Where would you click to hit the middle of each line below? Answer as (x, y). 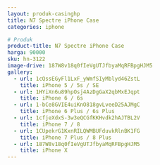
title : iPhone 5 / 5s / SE (60, 85)
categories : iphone (36, 27)
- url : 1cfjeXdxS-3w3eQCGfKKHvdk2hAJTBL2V (77, 118)
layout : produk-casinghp (44, 14)
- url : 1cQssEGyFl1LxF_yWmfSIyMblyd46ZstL (77, 79)
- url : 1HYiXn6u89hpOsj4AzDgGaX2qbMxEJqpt (77, 92)
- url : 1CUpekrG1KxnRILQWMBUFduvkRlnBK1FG (77, 131)
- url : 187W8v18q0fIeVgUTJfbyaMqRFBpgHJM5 (77, 144)
